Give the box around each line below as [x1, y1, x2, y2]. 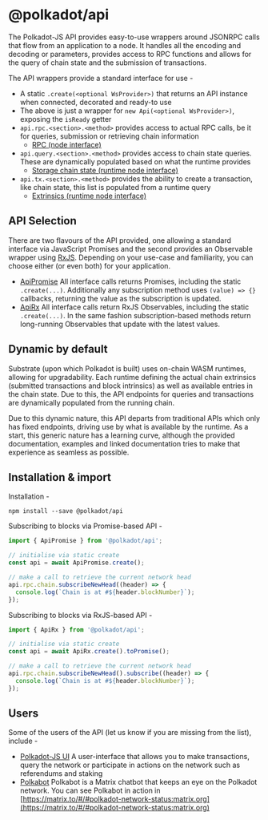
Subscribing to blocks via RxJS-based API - [8, 610, 153, 620]
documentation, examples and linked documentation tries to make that [8, 438, 241, 448]
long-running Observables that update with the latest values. [19, 319, 220, 329]
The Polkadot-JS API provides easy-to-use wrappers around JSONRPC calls [8, 32, 260, 42]
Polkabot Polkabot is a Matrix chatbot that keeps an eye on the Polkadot [19, 778, 258, 787]
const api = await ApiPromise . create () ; [8, 559, 146, 567]
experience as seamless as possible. [8, 447, 130, 457]
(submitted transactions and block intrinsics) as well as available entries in [8, 381, 254, 390]
